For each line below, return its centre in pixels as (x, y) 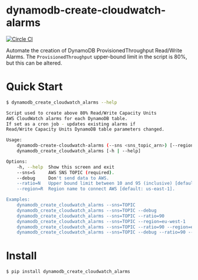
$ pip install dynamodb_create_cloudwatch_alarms (68, 272)
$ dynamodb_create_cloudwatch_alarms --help (62, 102)
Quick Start (34, 87)
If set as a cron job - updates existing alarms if (71, 124)
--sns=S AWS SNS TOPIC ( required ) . (66, 172)
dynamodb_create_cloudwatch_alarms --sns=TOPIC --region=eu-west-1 (101, 221)
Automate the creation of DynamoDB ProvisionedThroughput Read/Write (94, 50)
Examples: (18, 200)
